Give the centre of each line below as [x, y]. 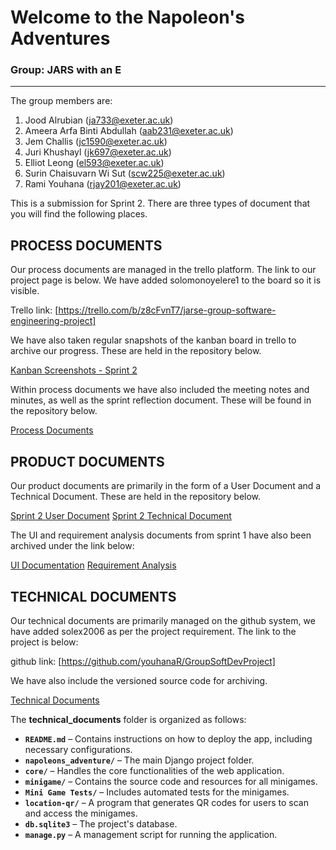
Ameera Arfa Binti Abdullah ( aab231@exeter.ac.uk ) [129, 131]
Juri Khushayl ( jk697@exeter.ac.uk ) [98, 152]
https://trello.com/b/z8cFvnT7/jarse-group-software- [167, 310]
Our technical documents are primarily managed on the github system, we [163, 620]
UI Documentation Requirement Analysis [93, 565]
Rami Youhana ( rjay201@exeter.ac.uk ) [103, 184]
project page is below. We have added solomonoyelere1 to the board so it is [166, 280]
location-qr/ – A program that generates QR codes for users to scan [166, 802]
